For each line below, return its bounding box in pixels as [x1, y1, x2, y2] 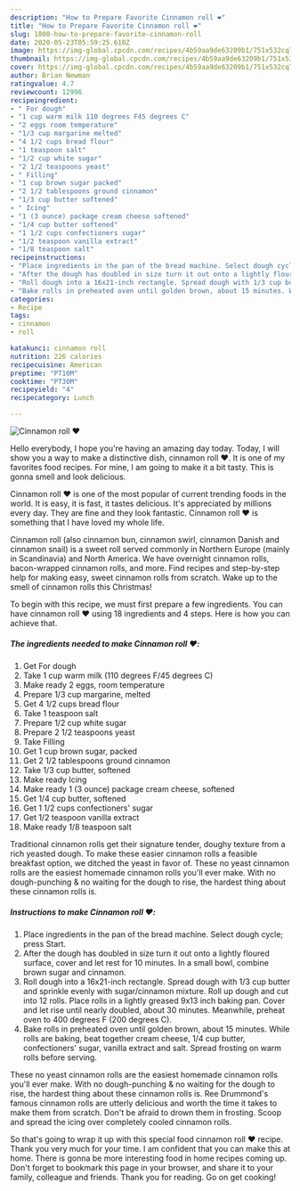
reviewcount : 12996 [10, 87, 83, 96]
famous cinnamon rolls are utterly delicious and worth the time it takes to [10, 1097, 278, 1108]
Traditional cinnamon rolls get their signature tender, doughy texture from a [10, 838, 286, 849]
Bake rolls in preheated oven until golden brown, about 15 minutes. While [22, 1024, 290, 1034]
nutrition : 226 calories [10, 352, 102, 361]
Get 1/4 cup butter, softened [22, 793, 126, 804]
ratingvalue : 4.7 [10, 79, 75, 88]
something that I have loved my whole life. [10, 518, 165, 527]
